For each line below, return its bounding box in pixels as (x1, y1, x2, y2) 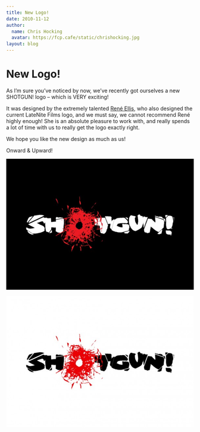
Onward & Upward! (6, 146, 53, 154)
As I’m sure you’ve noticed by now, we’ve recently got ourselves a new (6, 87, 180, 94)
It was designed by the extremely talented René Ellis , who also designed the (6, 105, 193, 112)
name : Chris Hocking (11, 29, 62, 35)
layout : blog (6, 41, 39, 47)
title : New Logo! (6, 10, 49, 15)
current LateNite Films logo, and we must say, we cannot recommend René (6, 111, 190, 118)
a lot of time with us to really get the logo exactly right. (6, 124, 140, 131)
